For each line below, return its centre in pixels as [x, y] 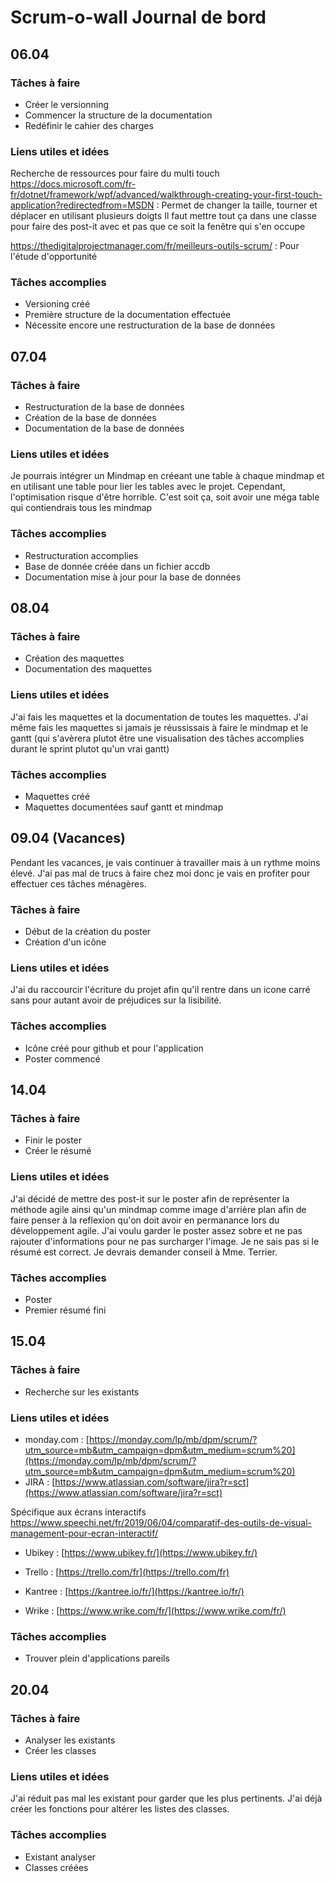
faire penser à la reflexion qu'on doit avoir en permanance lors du [145, 1220]
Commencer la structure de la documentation [118, 115]
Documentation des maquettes [88, 669]
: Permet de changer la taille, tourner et [237, 205]
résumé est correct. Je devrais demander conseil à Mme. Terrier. [144, 1252]
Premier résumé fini [65, 1310]
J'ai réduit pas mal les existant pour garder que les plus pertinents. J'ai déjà [166, 1798]
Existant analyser [60, 1857]
